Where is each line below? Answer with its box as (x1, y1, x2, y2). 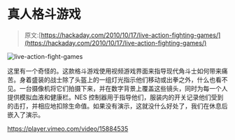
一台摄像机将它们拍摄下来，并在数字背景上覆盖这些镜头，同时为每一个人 (19, 84, 228, 92)
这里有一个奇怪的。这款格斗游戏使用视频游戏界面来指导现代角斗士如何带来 (7, 66, 222, 75)
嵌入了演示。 (7, 110, 44, 119)
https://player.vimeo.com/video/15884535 (7, 124, 129, 133)
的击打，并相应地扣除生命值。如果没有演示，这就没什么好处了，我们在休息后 (7, 101, 228, 110)
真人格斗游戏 (7, 6, 82, 22)
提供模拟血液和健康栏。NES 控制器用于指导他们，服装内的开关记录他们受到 (7, 92, 224, 101)
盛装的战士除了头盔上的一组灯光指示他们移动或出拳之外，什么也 (31, 75, 215, 84)
